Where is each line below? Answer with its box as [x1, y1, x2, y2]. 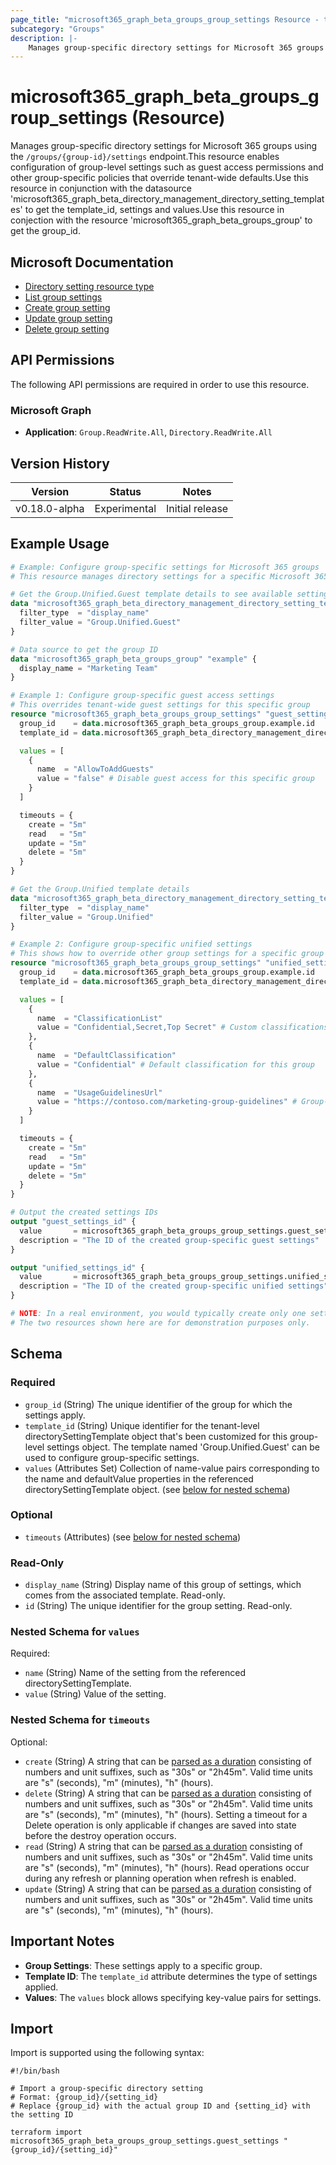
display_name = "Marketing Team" [19, 663, 159, 673]
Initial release [166, 501, 229, 515]
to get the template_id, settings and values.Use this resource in [24, 204, 285, 216]
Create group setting [24, 302, 111, 313]
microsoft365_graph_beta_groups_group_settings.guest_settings [10, 2136, 280, 2146]
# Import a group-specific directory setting [10, 2084, 203, 2094]
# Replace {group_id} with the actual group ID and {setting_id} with [10, 2101, 311, 2111]
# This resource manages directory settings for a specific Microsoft [10, 571, 311, 581]
